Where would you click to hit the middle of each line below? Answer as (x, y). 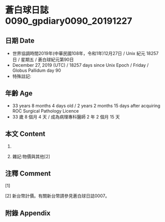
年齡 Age (19, 93)
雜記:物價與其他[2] (31, 156)
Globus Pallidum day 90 (36, 70)
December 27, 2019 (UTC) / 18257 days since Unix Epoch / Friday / (80, 65)
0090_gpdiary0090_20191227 (69, 21)
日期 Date (20, 40)
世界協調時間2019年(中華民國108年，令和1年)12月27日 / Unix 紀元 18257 (85, 53)
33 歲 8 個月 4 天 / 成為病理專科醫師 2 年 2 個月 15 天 (66, 116)
